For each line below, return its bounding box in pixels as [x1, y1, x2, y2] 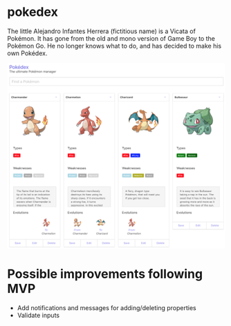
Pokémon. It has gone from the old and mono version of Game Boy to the [7, 34, 216, 42]
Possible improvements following [7, 266, 203, 282]
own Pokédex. [7, 49, 48, 57]
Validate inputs [17, 311, 60, 319]
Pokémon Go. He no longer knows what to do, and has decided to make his [7, 41, 222, 50]
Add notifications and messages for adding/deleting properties [17, 303, 196, 311]
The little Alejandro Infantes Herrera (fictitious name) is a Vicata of [7, 27, 196, 35]
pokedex [7, 4, 59, 20]
